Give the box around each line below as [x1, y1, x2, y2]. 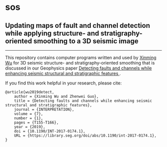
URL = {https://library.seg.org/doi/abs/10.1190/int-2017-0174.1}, [14, 133, 157, 138]
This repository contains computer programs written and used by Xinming [5, 55, 157, 61]
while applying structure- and [5, 29, 99, 37]
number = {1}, [14, 116, 43, 121]
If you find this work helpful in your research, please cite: [5, 80, 122, 86]
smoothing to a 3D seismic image [33, 37, 139, 45]
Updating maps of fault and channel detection [5, 21, 150, 30]
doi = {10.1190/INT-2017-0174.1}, [14, 129, 85, 134]
